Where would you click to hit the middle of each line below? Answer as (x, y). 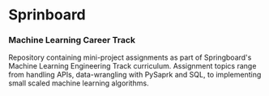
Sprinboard (47, 15)
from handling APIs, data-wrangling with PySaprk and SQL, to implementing (135, 75)
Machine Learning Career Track (72, 40)
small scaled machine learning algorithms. (79, 83)
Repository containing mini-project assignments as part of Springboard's (130, 57)
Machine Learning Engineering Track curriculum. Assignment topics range (132, 66)
